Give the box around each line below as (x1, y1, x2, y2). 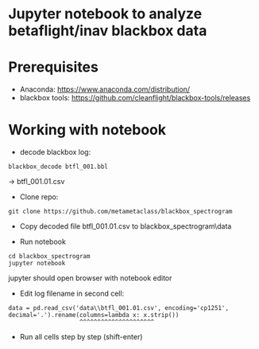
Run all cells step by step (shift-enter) (19, 332, 143, 342)
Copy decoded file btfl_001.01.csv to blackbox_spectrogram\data (19, 222, 232, 231)
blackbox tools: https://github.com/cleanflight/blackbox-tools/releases (19, 93, 251, 103)
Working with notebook (8, 121, 167, 139)
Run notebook (19, 237, 66, 247)
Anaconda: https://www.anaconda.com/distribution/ (19, 84, 191, 94)
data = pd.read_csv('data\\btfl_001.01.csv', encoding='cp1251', (8, 304, 229, 312)
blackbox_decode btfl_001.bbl (8, 163, 109, 171)
